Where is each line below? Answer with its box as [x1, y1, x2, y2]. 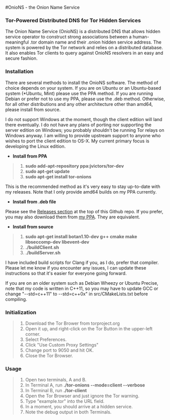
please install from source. [5, 106, 61, 112]
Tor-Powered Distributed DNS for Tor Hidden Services [5, 17, 141, 24]
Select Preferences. [25, 336, 67, 342]
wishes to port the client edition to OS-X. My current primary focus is [5, 138, 150, 144]
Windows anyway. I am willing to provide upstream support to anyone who [5, 132, 161, 138]
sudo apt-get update [25, 168, 70, 174]
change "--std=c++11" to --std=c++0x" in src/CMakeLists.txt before [5, 291, 148, 297]
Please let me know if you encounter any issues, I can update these [5, 264, 146, 271]
